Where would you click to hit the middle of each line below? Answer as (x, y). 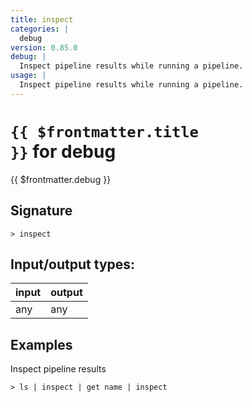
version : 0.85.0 (44, 47)
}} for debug (63, 151)
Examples (41, 344)
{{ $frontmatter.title (104, 131)
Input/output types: (73, 264)
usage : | (28, 76)
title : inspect (42, 19)
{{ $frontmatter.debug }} (61, 179)
